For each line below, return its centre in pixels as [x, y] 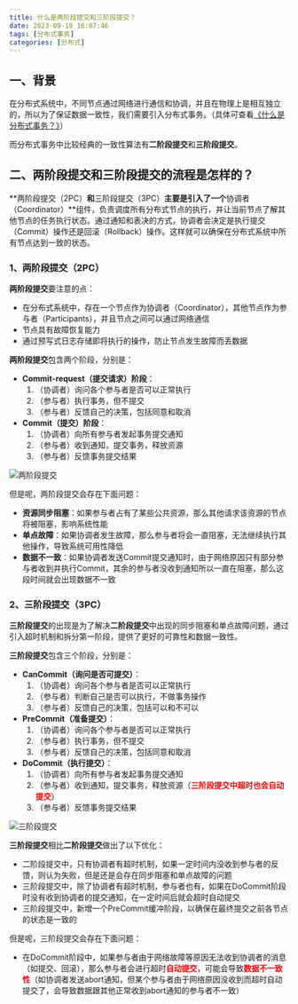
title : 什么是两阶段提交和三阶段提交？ [73, 17]
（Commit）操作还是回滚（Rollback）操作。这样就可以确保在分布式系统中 [144, 231]
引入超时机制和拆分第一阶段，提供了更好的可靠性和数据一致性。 [125, 636]
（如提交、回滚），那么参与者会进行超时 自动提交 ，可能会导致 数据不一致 [152, 968]
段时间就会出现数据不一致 [69, 580]
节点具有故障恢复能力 [61, 330]
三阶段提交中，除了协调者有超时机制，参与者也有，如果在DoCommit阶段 [154, 886]
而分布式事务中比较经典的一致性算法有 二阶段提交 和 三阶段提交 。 [125, 145]
